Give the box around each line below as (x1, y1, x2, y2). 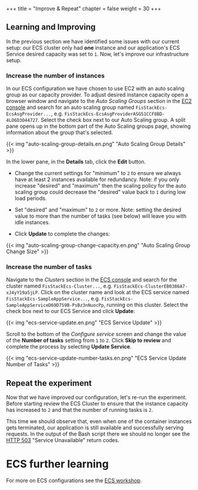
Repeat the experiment (6, 378, 92, 388)
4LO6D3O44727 (6, 118, 38, 124)
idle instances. (14, 219, 50, 226)
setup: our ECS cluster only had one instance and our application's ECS (6, 44, 180, 51)
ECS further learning (6, 457, 109, 471)
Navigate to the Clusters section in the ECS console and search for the (6, 276, 177, 283)
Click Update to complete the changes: (14, 230, 110, 237)
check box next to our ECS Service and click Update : (6, 308, 136, 315)
